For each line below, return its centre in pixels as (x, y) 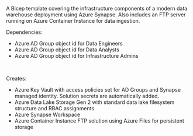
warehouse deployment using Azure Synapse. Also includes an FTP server (96, 15)
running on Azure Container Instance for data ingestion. (73, 21)
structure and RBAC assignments (54, 108)
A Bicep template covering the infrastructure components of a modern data (97, 8)
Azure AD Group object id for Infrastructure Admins (76, 56)
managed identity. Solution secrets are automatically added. (87, 96)
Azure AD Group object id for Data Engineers (68, 43)
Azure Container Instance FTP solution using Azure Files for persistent (99, 121)
